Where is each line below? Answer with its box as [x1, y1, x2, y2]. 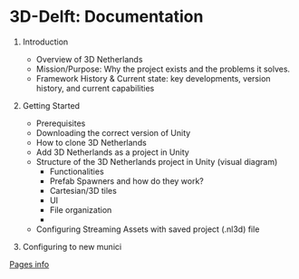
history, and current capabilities [35, 82, 155, 93]
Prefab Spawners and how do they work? [49, 175, 204, 187]
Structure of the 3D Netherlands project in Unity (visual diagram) [35, 156, 278, 167]
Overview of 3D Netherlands [35, 53, 143, 64]
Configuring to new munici [22, 241, 122, 252]
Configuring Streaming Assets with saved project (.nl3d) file [35, 224, 260, 235]
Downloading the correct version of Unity [35, 127, 191, 138]
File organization [49, 204, 112, 215]
